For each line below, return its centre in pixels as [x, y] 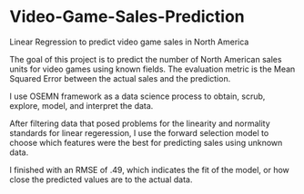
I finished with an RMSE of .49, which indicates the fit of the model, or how [149, 170]
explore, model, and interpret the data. [81, 105]
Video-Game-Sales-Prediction [127, 17]
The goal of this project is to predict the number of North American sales [146, 59]
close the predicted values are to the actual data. [101, 179]
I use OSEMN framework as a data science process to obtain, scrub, [137, 96]
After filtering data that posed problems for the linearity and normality [140, 123]
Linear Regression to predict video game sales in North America [129, 42]
